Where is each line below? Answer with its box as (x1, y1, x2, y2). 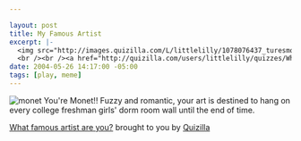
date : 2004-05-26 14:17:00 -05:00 (9, 62, 139, 71)
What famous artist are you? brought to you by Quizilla (9, 121, 211, 132)
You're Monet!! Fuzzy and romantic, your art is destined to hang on (43, 95, 291, 105)
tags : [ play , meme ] (9, 70, 82, 80)
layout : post (9, 21, 58, 29)
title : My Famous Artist (9, 29, 102, 38)
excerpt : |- (9, 37, 54, 46)
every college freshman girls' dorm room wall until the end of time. (9, 104, 255, 115)
